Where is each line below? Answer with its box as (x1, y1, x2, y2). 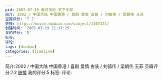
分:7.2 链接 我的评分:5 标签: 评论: (5, 69, 72, 75)
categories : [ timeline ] (5, 49, 55, 54)
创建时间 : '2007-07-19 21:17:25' (5, 26, 72, 31)
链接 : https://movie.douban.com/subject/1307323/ (5, 21, 109, 26)
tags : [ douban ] (5, 44, 37, 49)
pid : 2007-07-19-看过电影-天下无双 (5, 7, 73, 12)
